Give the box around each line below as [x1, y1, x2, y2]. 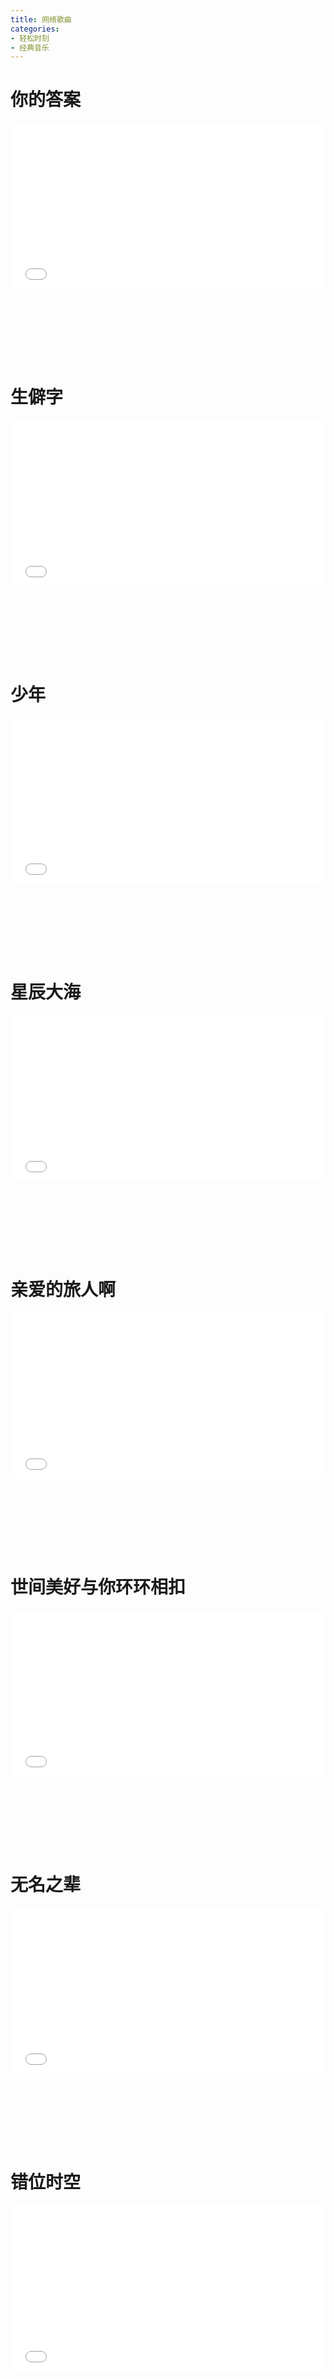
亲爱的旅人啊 [10, 1279, 117, 1301]
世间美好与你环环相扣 [10, 1576, 187, 1599]
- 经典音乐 [10, 42, 50, 53]
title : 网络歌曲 [10, 14, 72, 25]
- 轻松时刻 [10, 33, 50, 43]
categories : [10, 24, 60, 34]
